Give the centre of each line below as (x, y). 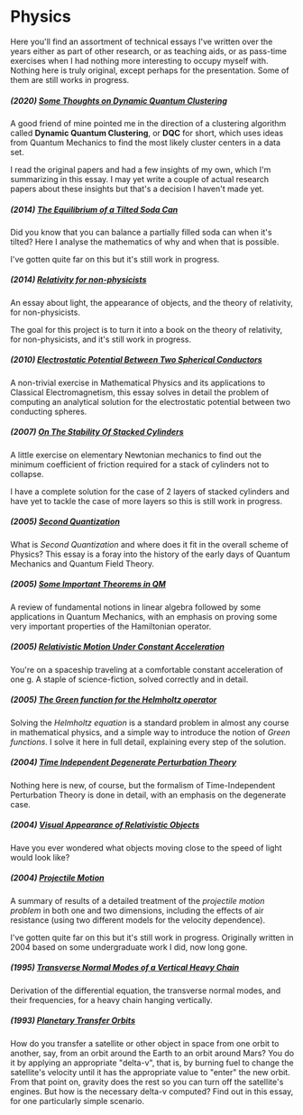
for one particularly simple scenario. (78, 1101)
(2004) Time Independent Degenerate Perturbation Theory (124, 762)
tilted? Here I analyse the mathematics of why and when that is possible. (145, 242)
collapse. (27, 474)
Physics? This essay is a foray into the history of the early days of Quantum (151, 554)
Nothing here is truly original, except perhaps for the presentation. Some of (150, 70)
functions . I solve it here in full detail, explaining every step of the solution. (148, 742)
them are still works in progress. (70, 79)
